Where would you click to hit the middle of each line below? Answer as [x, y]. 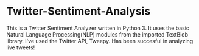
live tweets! [21, 47]
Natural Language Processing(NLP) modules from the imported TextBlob [97, 34]
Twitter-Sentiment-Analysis [79, 11]
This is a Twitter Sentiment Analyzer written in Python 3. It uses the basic [98, 28]
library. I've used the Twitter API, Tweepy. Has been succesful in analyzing [100, 41]
